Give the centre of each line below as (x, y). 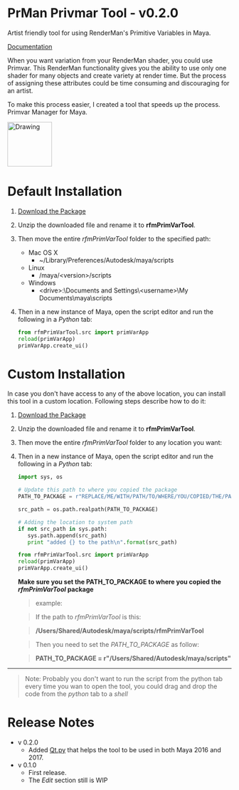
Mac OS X (43, 252)
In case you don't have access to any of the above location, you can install (117, 394)
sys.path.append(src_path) (68, 535)
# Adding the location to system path (75, 522)
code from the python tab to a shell (76, 694)
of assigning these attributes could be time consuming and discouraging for (118, 83)
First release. (47, 773)
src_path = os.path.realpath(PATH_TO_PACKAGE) (88, 510)
